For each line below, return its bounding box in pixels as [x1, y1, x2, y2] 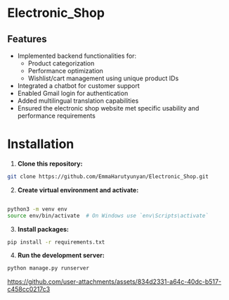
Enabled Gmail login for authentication [17, 89, 129, 97]
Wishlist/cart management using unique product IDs [27, 74, 179, 82]
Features [7, 33, 47, 45]
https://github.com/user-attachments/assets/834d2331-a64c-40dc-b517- [7, 277, 222, 286]
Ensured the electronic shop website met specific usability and [17, 104, 199, 112]
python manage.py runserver [7, 265, 90, 272]
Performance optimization [27, 67, 104, 75]
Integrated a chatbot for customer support [17, 82, 140, 89]
